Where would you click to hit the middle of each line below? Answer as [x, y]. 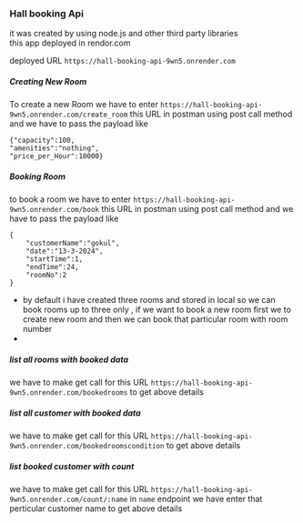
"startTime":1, [55, 259]
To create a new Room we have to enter [84, 105]
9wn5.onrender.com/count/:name [69, 500]
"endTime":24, [52, 267]
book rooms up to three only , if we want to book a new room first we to [157, 310]
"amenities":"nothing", [55, 148]
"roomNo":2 [46, 276]
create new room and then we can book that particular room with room [155, 319]
